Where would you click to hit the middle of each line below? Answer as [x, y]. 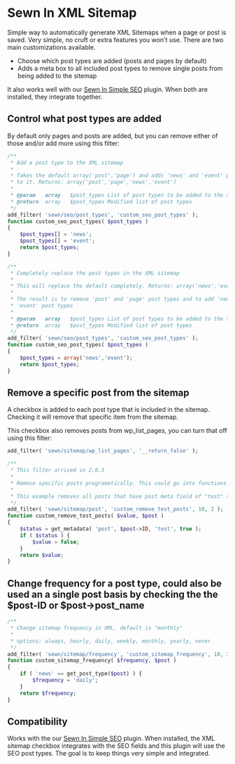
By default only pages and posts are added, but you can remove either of [113, 135]
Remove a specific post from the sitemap [98, 393]
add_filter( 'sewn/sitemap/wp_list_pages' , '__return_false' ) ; [103, 451]
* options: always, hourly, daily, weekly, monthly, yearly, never [111, 641]
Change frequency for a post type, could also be [115, 583]
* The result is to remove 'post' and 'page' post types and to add [112, 300]
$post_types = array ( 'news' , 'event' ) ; [76, 358]
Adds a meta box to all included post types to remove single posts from [120, 68]
